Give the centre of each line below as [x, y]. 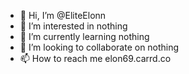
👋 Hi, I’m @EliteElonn [63, 15]
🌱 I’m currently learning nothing [84, 36]
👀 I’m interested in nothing [73, 26]
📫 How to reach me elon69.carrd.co [95, 58]
